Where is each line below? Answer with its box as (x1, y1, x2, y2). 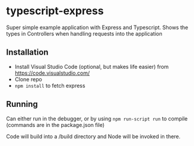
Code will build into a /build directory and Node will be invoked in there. (6, 132, 181, 140)
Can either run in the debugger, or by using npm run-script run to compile (6, 115, 188, 122)
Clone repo (14, 75, 43, 82)
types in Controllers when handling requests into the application (6, 30, 163, 37)
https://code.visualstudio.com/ (14, 69, 90, 77)
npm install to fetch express (14, 82, 85, 89)
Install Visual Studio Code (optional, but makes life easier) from (14, 63, 169, 70)
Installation (6, 47, 49, 58)
